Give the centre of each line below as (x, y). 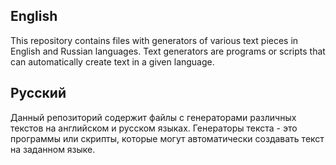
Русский (38, 93)
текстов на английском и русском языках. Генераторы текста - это (154, 128)
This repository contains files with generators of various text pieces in (154, 40)
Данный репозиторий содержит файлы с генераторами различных (153, 117)
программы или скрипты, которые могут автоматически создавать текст (167, 138)
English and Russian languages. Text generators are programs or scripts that (168, 51)
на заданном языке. (53, 149)
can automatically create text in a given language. (112, 61)
